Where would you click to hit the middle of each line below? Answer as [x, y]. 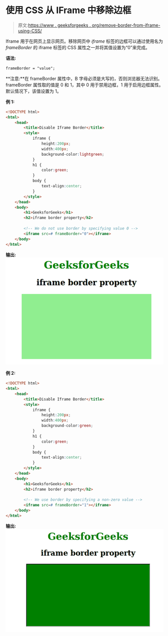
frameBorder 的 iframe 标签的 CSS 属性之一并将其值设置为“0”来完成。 [78, 47]
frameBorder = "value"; [30, 68]
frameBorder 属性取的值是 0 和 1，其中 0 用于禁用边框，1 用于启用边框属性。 [84, 85]
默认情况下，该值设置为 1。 [33, 91]
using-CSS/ [30, 31]
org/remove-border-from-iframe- [126, 25]
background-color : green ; [67, 426]
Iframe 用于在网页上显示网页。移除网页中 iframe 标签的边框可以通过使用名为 [84, 41]
